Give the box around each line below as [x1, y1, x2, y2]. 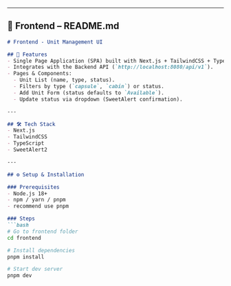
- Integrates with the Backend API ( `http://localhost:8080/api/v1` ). [7, 63, 214, 71]
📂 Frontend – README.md [7, 20, 120, 32]
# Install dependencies [7, 247, 76, 254]
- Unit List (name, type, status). [13, 76, 115, 83]
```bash [7, 222, 30, 229]
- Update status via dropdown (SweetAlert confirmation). [13, 96, 184, 103]
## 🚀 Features [7, 51, 48, 58]
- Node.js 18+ [7, 190, 48, 197]
